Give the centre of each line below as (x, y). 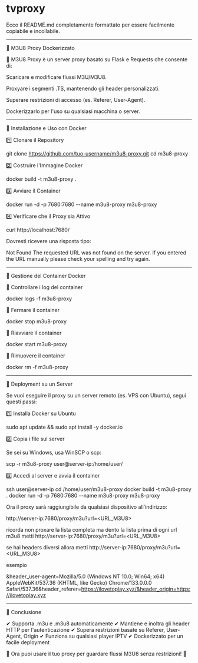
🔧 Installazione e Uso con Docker (46, 128)
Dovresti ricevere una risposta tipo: (49, 241)
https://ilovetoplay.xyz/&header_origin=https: (136, 589)
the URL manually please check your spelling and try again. (78, 258)
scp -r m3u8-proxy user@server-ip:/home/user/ (65, 463)
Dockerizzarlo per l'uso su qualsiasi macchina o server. (73, 111)
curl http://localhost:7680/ (38, 230)
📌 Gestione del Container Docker (46, 276)
